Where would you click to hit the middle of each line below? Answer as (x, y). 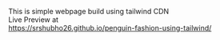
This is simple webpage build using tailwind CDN (89, 11)
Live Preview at (33, 20)
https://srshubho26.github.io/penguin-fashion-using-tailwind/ (110, 28)
